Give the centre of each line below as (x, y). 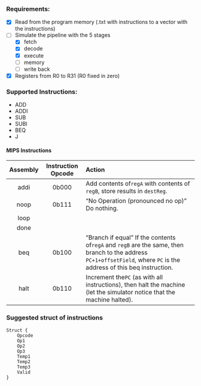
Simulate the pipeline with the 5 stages (63, 35)
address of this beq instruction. (130, 267)
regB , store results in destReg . (127, 191)
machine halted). (109, 300)
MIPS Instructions (29, 150)
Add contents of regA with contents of (138, 183)
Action (95, 170)
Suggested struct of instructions (55, 318)
